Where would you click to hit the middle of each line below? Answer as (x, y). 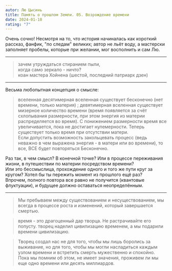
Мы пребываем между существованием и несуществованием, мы (91, 200)
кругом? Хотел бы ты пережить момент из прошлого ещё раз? (74, 175)
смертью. (28, 211)
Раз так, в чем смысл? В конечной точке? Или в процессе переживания (84, 158)
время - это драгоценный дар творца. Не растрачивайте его (84, 221)
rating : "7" (18, 24)
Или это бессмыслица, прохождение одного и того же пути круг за (79, 169)
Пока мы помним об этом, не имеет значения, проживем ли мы (88, 258)
